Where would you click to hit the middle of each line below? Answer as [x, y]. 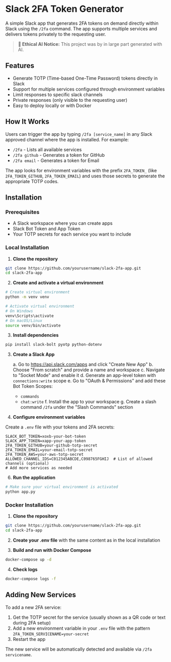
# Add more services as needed [39, 468]
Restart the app [29, 639]
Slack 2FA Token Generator [65, 9]
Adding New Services [41, 595]
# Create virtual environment [38, 292]
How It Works [27, 122]
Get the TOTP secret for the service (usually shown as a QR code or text [89, 617]
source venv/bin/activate [33, 325]
